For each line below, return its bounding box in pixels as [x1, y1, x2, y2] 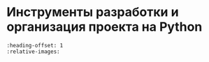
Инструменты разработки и [6, 4, 179, 20]
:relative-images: [6, 48, 60, 55]
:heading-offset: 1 [6, 42, 64, 49]
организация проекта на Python [6, 19, 203, 35]
